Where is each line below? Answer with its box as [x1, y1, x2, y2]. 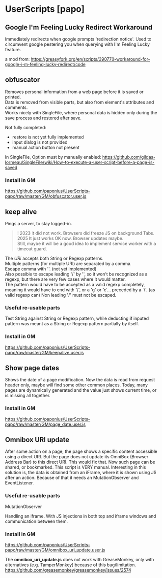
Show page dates [5, 364, 59, 372]
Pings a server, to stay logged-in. [5, 220, 72, 226]
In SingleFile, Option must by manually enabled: [5, 154, 102, 160]
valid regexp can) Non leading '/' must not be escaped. [5, 292, 117, 298]
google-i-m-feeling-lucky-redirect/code [5, 62, 86, 67]
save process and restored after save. [5, 115, 82, 121]
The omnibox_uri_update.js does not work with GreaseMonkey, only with [5, 557, 154, 563]
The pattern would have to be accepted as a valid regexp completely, [5, 281, 145, 287]
